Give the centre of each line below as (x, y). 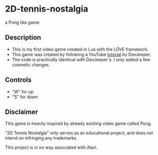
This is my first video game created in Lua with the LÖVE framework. (80, 49)
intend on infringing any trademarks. (41, 138)
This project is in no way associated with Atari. (51, 147)
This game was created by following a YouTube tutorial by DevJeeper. (81, 54)
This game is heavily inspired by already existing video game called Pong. (79, 124)
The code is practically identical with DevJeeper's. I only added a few (81, 60)
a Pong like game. (23, 22)
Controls (18, 80)
